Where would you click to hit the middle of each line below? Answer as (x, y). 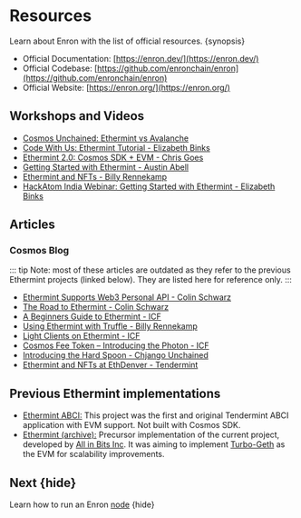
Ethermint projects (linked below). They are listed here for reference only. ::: (151, 280)
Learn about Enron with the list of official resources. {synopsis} (127, 41)
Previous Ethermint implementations (115, 393)
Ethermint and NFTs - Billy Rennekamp (95, 176)
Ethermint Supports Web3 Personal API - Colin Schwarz (127, 297)
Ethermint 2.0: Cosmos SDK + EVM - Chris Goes (113, 157)
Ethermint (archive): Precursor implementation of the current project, (151, 435)
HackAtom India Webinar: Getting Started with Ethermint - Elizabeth (149, 186)
